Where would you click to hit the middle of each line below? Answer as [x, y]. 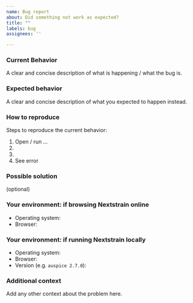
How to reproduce [33, 117]
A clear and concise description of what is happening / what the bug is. [94, 73]
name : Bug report [28, 12]
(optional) [18, 189]
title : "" [19, 23]
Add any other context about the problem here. [64, 294]
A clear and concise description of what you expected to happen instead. [97, 102]
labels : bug [21, 28]
